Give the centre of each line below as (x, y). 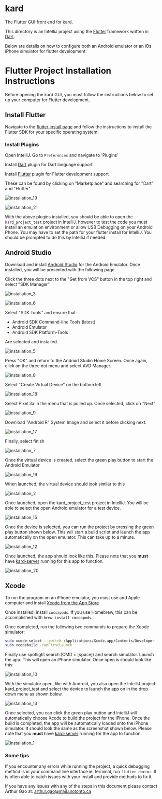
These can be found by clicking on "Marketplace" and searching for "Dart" (79, 183)
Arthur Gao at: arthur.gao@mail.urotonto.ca (48, 791)
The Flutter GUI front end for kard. (39, 22)
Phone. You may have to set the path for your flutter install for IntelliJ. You (78, 232)
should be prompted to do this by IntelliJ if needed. (56, 237)
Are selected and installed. (31, 341)
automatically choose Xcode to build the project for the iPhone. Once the (78, 718)
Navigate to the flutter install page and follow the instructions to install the (79, 126)
